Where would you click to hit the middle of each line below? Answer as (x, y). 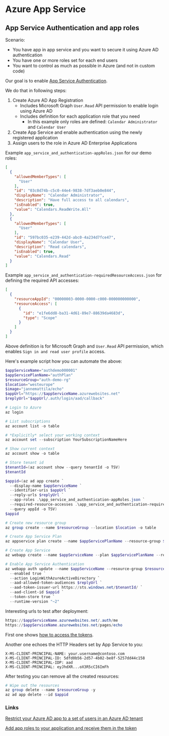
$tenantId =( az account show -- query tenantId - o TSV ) (63, 467)
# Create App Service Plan (33, 537)
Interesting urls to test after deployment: (47, 611)
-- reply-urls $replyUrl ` (37, 495)
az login (14, 412)
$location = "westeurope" (30, 384)
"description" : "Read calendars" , (50, 247)
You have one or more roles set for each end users (65, 60)
